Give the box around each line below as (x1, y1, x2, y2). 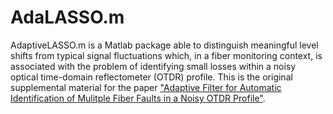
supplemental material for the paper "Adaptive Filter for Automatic (10, 81, 282, 93)
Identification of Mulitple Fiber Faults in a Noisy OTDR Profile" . (10, 92, 266, 104)
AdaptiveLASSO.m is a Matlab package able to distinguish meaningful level (10, 39, 319, 51)
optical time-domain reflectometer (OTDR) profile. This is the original (10, 71, 293, 83)
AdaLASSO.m (10, 6, 125, 29)
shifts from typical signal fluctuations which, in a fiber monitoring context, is (10, 49, 323, 61)
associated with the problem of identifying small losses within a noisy (10, 60, 297, 72)
